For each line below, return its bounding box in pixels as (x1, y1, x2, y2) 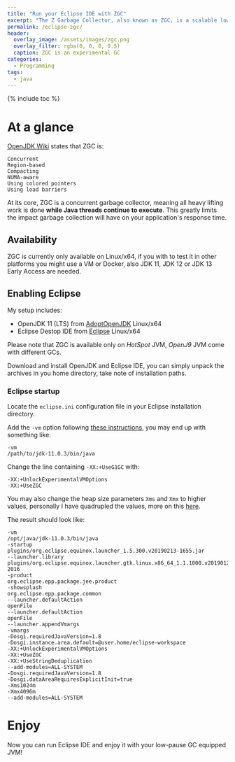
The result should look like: (7, 516, 85, 524)
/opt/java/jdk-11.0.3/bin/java (7, 535, 99, 542)
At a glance (7, 119, 75, 135)
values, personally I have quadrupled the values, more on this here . (7, 502, 201, 511)
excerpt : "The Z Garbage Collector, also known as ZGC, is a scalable (7, 17, 218, 24)
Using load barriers (7, 186, 68, 193)
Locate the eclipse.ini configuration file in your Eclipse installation (7, 402, 201, 411)
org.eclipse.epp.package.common (7, 591, 101, 598)
